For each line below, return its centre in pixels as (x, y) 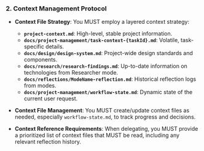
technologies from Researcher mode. (71, 73)
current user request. (51, 98)
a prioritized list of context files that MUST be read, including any (97, 135)
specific (34, 46)
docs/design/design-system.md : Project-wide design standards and (108, 53)
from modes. (40, 86)
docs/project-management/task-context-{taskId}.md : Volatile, (101, 40)
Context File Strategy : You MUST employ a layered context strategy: (102, 22)
